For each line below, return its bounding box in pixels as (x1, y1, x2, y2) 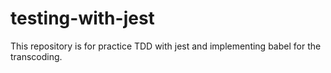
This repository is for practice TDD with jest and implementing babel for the (10, 40, 322, 52)
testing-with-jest (10, 7, 155, 30)
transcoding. (10, 50, 63, 62)
